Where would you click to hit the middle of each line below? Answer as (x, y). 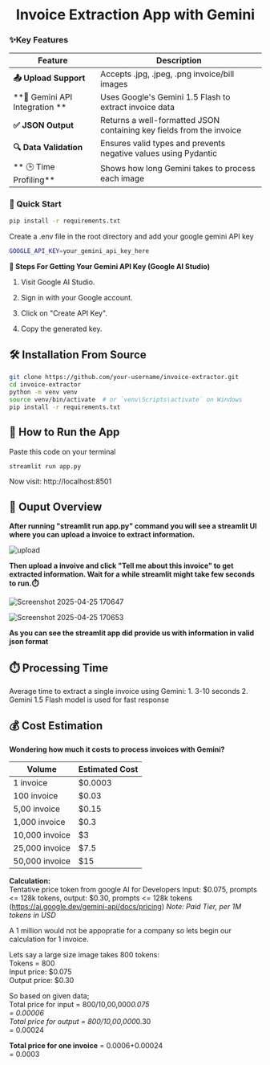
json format (29, 642)
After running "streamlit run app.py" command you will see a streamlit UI (133, 526)
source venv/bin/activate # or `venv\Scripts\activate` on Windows (126, 399)
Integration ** (40, 108)
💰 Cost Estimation (56, 726)
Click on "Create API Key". (64, 313)
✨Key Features (39, 40)
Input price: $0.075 (40, 971)
